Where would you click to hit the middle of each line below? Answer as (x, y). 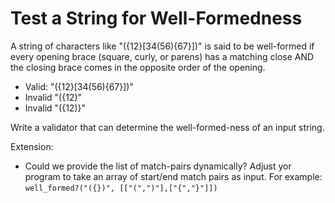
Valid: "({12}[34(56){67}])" (79, 86)
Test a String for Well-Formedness (156, 18)
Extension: (32, 146)
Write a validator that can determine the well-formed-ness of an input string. (167, 127)
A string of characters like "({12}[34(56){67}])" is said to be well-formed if (162, 46)
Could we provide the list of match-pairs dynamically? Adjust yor (158, 166)
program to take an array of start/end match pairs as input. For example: (173, 176)
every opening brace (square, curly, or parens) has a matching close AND (162, 56)
